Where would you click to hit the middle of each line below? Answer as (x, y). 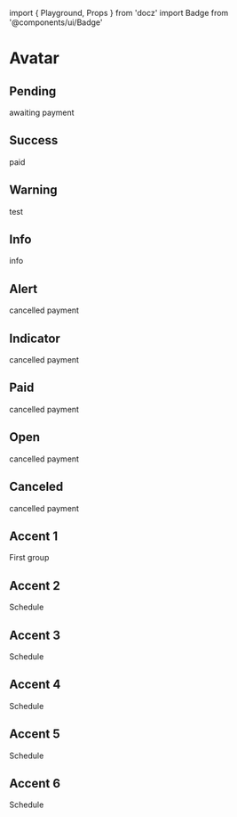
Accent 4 (35, 685)
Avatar (34, 58)
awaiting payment (42, 112)
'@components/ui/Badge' (56, 22)
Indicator (35, 338)
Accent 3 (35, 635)
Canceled (36, 487)
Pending (33, 91)
